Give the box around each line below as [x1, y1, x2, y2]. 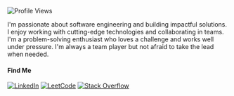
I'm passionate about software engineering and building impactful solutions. [7, 20, 227, 28]
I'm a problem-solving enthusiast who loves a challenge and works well [7, 35, 214, 43]
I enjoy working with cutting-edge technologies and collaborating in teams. [7, 28, 224, 36]
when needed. [7, 50, 49, 58]
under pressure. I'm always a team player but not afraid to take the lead [7, 43, 214, 50]
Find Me [7, 66, 32, 74]
